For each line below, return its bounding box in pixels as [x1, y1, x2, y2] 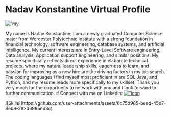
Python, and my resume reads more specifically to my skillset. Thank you [5, 79, 159, 85]
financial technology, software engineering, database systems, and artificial [5, 41, 165, 47]
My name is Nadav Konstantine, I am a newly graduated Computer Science [5, 30, 163, 36]
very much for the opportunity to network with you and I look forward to [5, 84, 157, 90]
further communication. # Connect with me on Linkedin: [5, 90, 123, 96]
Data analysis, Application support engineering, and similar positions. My [5, 52, 159, 58]
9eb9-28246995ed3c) [5, 105, 53, 111]
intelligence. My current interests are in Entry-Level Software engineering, [5, 47, 161, 53]
